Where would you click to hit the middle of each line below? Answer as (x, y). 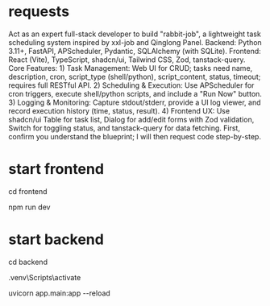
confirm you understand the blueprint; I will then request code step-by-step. (135, 136)
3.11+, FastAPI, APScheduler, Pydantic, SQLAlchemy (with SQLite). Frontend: (135, 51)
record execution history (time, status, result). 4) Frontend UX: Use (119, 110)
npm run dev (29, 207)
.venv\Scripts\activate (45, 277)
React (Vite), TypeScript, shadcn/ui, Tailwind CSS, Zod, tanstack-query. (127, 60)
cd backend (28, 262)
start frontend (56, 170)
